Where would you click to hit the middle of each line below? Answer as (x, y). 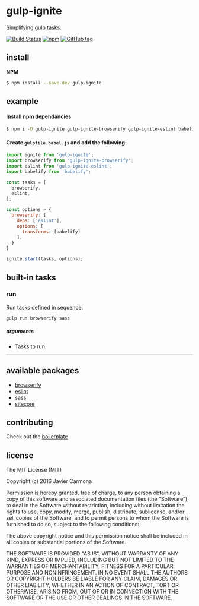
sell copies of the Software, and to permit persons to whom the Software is (98, 518)
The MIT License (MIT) (34, 470)
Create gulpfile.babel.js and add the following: (67, 142)
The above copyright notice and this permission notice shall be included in (97, 536)
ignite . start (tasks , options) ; (45, 259)
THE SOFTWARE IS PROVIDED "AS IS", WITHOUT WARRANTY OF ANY (92, 554)
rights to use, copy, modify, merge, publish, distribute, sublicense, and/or (95, 512)
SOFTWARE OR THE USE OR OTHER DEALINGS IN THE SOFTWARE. (89, 598)
